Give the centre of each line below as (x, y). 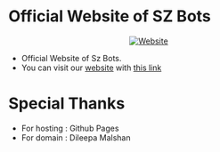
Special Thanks (67, 104)
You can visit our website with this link (91, 68)
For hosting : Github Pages (70, 128)
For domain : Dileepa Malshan (76, 137)
